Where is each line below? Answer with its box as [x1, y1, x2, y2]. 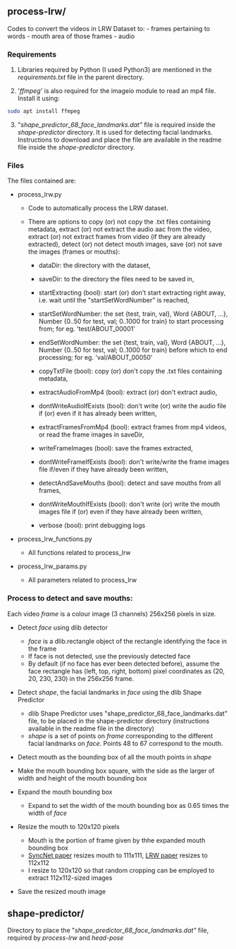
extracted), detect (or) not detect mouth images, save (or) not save [27, 240, 223, 249]
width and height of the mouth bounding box [17, 773, 147, 782]
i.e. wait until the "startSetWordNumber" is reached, [38, 296, 190, 305]
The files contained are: [7, 176, 76, 185]
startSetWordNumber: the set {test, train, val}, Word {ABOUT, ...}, [38, 310, 228, 318]
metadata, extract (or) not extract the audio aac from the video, [27, 225, 212, 233]
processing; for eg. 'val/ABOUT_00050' [38, 353, 153, 362]
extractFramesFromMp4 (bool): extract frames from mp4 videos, [38, 423, 227, 431]
